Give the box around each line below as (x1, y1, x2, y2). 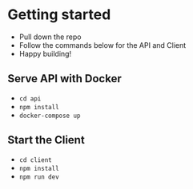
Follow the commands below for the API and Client (18, 40, 187, 49)
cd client (18, 156, 53, 164)
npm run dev (18, 173, 59, 181)
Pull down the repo (18, 32, 82, 41)
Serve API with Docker (7, 72, 122, 85)
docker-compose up (18, 112, 81, 120)
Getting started (7, 6, 111, 24)
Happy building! (18, 49, 72, 58)
